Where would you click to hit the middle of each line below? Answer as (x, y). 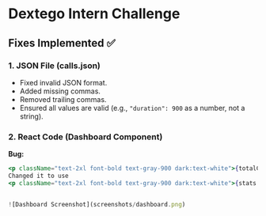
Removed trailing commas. (63, 99)
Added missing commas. (60, 91)
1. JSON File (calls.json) (55, 66)
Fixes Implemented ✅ (62, 43)
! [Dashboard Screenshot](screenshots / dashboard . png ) (97, 204)
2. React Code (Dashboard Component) (85, 137)
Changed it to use (38, 176)
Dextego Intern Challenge (94, 14)
